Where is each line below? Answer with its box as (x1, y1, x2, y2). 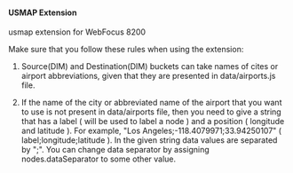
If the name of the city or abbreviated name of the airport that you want (20, 98, 282, 108)
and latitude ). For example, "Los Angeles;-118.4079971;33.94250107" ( (20, 125, 281, 137)
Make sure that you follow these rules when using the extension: (8, 44, 244, 55)
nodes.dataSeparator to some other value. (20, 153, 177, 164)
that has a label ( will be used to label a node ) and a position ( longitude (20, 116, 285, 127)
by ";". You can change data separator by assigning (20, 145, 210, 155)
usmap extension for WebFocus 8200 (8, 27, 146, 37)
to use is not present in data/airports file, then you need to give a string (20, 106, 281, 117)
